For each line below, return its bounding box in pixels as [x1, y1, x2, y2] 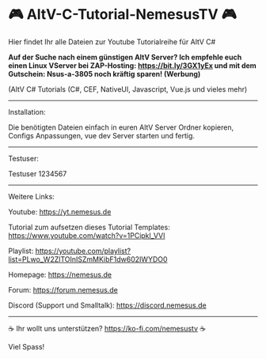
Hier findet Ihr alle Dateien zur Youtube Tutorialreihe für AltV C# [8, 36, 216, 47]
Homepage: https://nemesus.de [8, 270, 112, 279]
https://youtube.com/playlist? [35, 246, 131, 255]
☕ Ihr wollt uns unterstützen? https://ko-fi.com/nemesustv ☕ [8, 323, 206, 333]
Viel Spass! [8, 342, 45, 351]
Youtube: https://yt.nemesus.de [8, 206, 112, 217]
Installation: [8, 107, 46, 116]
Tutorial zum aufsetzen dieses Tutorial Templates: [8, 222, 170, 232]
